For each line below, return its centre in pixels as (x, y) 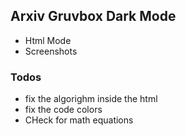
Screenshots (51, 51)
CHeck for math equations (79, 120)
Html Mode (48, 40)
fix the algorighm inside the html (91, 99)
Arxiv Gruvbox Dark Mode (93, 16)
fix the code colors (63, 110)
